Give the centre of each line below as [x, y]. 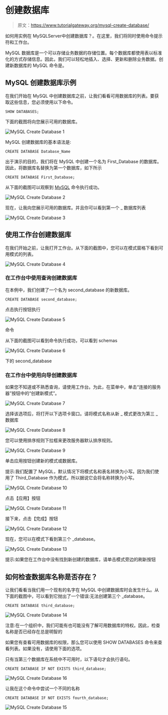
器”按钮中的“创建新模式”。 [32, 393]
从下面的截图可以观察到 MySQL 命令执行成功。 [54, 187]
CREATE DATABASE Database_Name [38, 151]
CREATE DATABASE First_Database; [40, 177]
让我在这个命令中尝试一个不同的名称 [43, 688]
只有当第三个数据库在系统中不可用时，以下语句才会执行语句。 [69, 659]
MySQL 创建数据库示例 [41, 83]
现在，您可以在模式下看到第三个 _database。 [52, 539]
